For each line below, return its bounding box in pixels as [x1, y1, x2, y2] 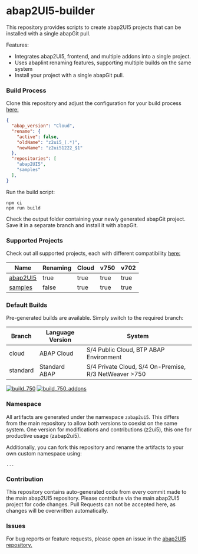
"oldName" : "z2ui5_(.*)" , [16, 139, 81, 145]
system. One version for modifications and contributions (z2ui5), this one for [6, 426, 192, 433]
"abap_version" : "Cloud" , [11, 123, 75, 129]
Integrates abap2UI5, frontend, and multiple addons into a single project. [14, 53, 192, 60]
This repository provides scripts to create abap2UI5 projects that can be [6, 24, 181, 31]
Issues [6, 522, 26, 530]
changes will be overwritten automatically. [6, 507, 108, 514]
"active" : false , [16, 134, 60, 140]
